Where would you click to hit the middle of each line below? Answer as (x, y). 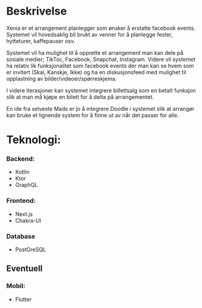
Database (21, 236)
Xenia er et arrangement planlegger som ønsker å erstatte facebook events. (101, 28)
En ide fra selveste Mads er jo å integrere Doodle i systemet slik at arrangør (100, 108)
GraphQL (26, 185)
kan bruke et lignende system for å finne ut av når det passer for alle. (93, 115)
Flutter (23, 299)
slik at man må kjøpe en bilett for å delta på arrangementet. (80, 97)
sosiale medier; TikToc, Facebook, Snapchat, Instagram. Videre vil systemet (101, 59)
